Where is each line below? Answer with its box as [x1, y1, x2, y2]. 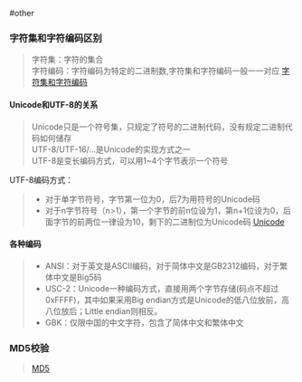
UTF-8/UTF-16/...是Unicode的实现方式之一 [31, 144, 191, 155]
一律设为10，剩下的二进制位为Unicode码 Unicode [100, 216, 285, 227]
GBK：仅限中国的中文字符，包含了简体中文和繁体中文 [44, 317, 244, 328]
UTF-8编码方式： [9, 174, 74, 185]
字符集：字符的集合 [31, 54, 104, 65]
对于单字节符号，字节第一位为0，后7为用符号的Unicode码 [44, 194, 260, 205]
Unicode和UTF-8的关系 [9, 99, 99, 110]
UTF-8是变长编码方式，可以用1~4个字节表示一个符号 [31, 155, 229, 166]
